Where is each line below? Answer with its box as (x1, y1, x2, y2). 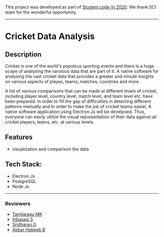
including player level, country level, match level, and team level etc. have (5, 93, 153, 99)
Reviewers (5, 200, 31, 207)
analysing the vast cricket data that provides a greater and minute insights (5, 73, 154, 79)
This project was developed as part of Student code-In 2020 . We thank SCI (5, 4, 157, 10)
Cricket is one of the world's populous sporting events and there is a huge (5, 63, 154, 69)
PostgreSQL (12, 178, 37, 184)
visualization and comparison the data (12, 146, 89, 152)
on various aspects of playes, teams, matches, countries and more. (5, 79, 141, 84)
